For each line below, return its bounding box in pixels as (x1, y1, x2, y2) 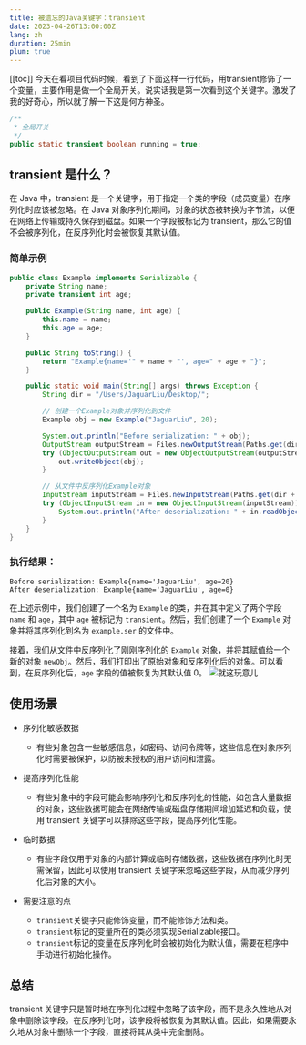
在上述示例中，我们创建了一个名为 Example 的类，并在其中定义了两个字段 (9, 602, 282, 613)
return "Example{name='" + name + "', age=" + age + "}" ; (42, 357, 267, 366)
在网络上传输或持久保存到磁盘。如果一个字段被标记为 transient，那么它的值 (9, 216, 292, 227)
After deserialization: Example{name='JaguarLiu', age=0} (9, 584, 234, 594)
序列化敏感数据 (22, 722, 79, 733)
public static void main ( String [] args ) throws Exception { (25, 381, 259, 391)
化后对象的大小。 (36, 876, 101, 887)
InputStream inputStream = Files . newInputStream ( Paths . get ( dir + (42, 491, 296, 500)
